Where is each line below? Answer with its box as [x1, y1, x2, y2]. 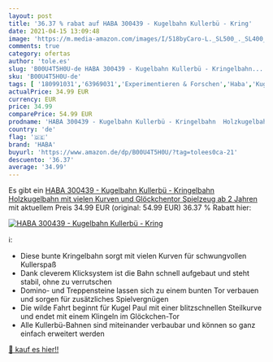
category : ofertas [8, 50, 71, 58]
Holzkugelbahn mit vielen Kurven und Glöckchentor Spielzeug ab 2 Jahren [8, 194, 258, 204]
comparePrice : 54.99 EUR [8, 111, 93, 119]
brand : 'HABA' [8, 140, 57, 149]
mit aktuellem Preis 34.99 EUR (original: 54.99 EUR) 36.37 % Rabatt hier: [8, 203, 252, 212]
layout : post [8, 11, 53, 20]
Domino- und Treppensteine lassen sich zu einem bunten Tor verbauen [19, 286, 259, 295]
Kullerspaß [19, 260, 57, 269]
